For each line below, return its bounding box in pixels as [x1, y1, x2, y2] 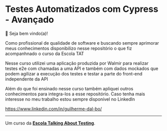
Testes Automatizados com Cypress [5, 3, 159, 15]
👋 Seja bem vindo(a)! [5, 30, 48, 36]
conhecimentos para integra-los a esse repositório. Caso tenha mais [5, 91, 145, 97]
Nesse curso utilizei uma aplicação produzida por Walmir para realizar [5, 60, 149, 66]
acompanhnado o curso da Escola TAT [5, 51, 84, 57]
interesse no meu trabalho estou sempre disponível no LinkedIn [5, 96, 135, 102]
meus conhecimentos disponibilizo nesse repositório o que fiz [5, 45, 132, 51]
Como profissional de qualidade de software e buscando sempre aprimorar [5, 40, 159, 46]
